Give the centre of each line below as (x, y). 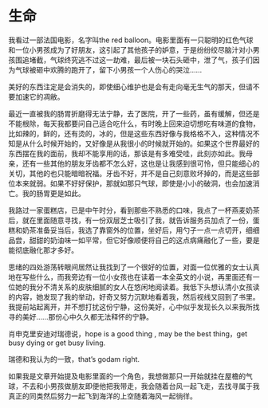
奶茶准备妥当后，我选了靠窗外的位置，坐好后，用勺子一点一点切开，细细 (141, 230)
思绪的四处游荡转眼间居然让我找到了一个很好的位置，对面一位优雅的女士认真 (134, 267)
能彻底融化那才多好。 (43, 250)
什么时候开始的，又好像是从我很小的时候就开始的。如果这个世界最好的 (144, 143)
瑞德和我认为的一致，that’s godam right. (74, 359)
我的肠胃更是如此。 (53, 193)
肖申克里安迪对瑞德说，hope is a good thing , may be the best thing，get (128, 333)
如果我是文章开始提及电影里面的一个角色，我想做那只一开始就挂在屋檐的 (127, 376)
